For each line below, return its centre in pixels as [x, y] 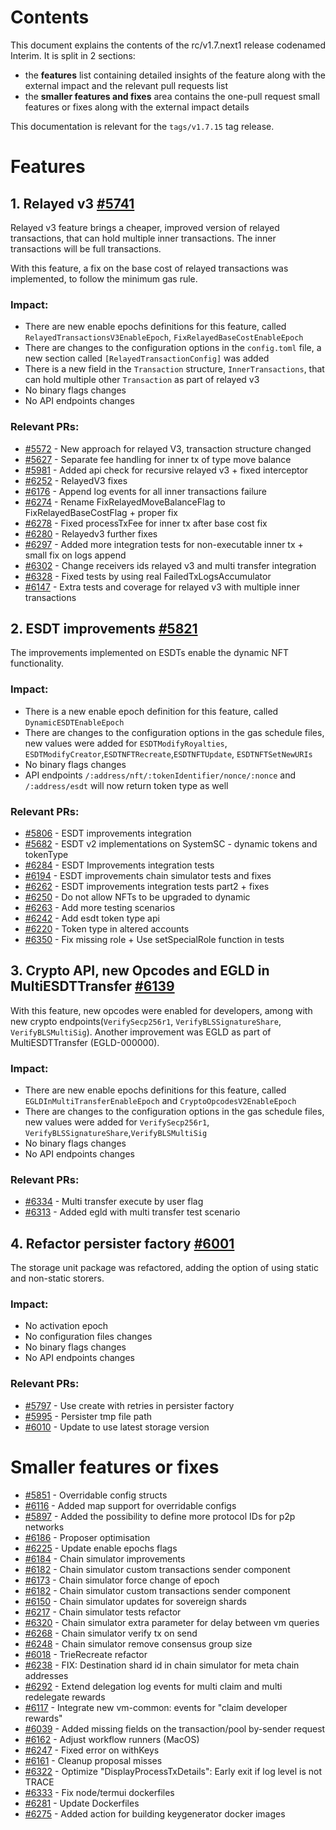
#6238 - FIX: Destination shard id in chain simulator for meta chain [162, 1665]
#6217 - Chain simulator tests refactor [103, 1612]
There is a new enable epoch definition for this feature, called [151, 711]
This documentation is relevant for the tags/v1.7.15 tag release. [142, 126]
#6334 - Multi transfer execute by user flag [114, 1202]
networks [44, 1527]
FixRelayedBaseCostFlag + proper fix [101, 512]
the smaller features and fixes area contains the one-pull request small [172, 96]
